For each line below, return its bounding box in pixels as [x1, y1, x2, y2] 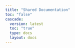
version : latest [9, 21, 43, 26]
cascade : [5, 16, 23, 21]
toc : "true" [9, 26, 35, 31]
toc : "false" [5, 12, 32, 17]
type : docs [9, 30, 32, 35]
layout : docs [9, 35, 37, 40]
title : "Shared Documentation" [5, 7, 70, 12]
